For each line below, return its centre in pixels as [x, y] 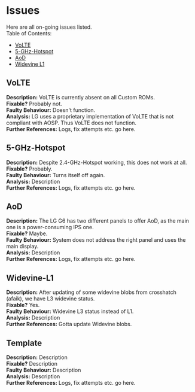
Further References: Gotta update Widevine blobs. [69, 324]
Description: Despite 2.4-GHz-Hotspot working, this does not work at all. [97, 162]
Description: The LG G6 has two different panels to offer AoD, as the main [98, 221]
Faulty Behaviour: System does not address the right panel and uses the [96, 240]
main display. [22, 247]
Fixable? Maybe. [27, 233]
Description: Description [37, 357]
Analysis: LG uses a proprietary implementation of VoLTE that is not [90, 116]
